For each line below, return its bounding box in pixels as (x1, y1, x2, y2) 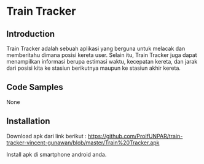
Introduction (6, 29, 55, 39)
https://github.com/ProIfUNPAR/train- (88, 132, 183, 140)
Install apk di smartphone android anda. (6, 151, 107, 158)
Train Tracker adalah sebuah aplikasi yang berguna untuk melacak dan (6, 45, 186, 52)
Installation (6, 116, 50, 127)
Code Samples (6, 82, 63, 92)
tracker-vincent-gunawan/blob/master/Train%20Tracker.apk (6, 139, 160, 146)
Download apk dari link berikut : (6, 132, 87, 140)
